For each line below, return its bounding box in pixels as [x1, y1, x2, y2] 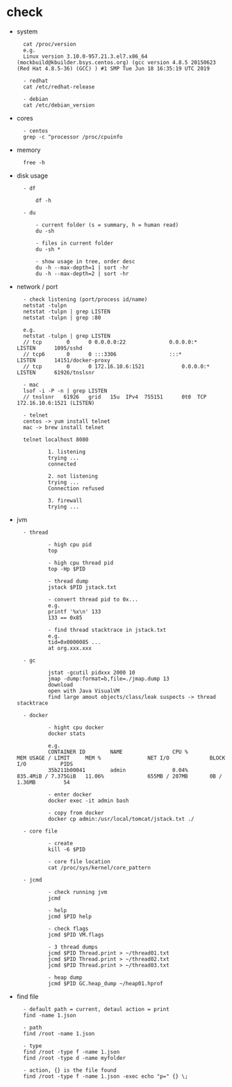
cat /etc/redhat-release [23, 83, 95, 91]
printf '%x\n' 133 [47, 608, 101, 615]
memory [16, 146, 41, 154]
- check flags [47, 925, 89, 932]
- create [47, 840, 74, 847]
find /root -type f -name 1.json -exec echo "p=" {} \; [23, 1072, 188, 1080]
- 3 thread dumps [47, 943, 98, 950]
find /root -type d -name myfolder [23, 1054, 126, 1061]
